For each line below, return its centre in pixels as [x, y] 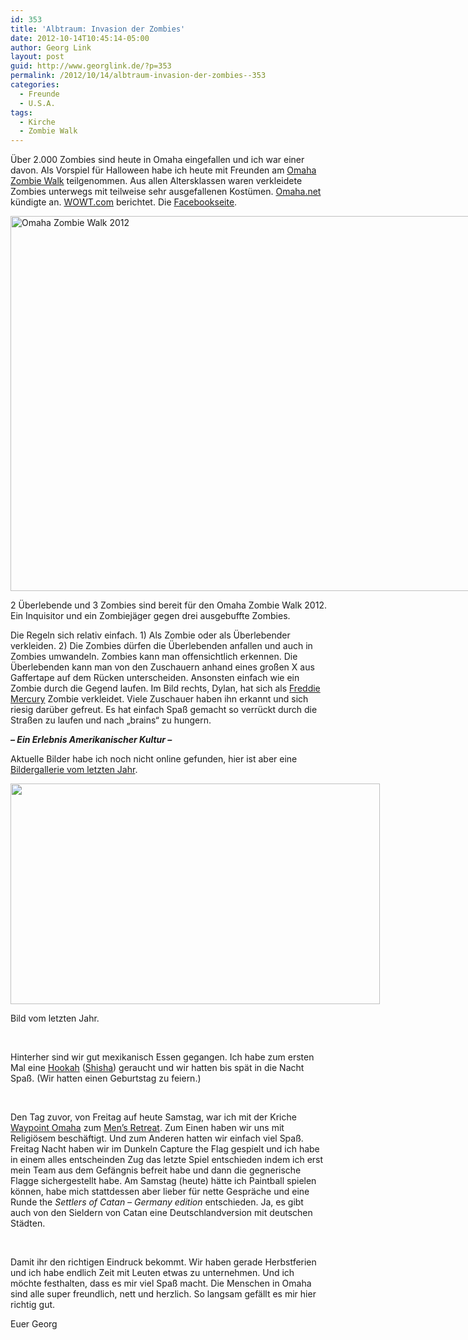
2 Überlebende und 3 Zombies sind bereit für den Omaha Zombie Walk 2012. [168, 605]
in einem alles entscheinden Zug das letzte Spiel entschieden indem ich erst [167, 1160]
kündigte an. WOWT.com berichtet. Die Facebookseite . [124, 202]
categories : [35, 85]
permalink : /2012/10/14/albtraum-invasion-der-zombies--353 [138, 76]
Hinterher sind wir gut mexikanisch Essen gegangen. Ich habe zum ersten [162, 1057]
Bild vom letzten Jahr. [55, 1018]
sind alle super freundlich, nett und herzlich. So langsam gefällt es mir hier [163, 1294]
